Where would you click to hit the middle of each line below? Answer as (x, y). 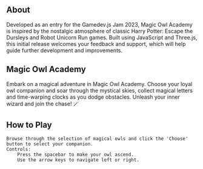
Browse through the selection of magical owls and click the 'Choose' (97, 139)
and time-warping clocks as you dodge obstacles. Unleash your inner (93, 97)
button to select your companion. (50, 144)
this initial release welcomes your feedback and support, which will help (96, 44)
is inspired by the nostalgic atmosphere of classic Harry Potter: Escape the (100, 31)
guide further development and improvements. (65, 50)
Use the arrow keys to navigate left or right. (78, 160)
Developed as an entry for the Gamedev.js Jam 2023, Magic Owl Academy (99, 24)
